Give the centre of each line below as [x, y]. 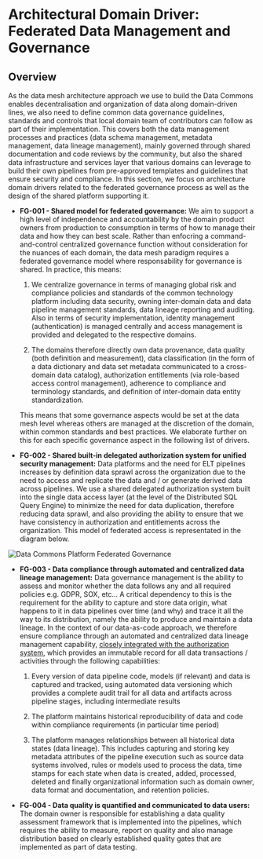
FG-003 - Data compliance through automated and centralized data [132, 569]
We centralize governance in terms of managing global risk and [134, 285]
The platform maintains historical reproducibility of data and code [137, 716]
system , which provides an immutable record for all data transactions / [133, 652]
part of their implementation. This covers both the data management [119, 129]
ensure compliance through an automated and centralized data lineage [134, 636]
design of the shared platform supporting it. [79, 196]
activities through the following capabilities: [90, 661]
